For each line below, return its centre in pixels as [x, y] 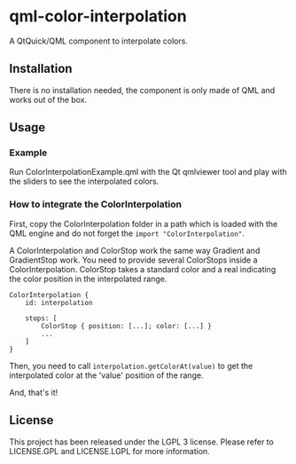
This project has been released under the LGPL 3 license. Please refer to [142, 442]
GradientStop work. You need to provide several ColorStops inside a [134, 260]
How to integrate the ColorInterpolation [95, 204]
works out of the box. [48, 99]
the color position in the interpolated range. [88, 279]
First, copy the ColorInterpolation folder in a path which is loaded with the [144, 224]
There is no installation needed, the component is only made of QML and [142, 90]
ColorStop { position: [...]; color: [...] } [127, 326]
